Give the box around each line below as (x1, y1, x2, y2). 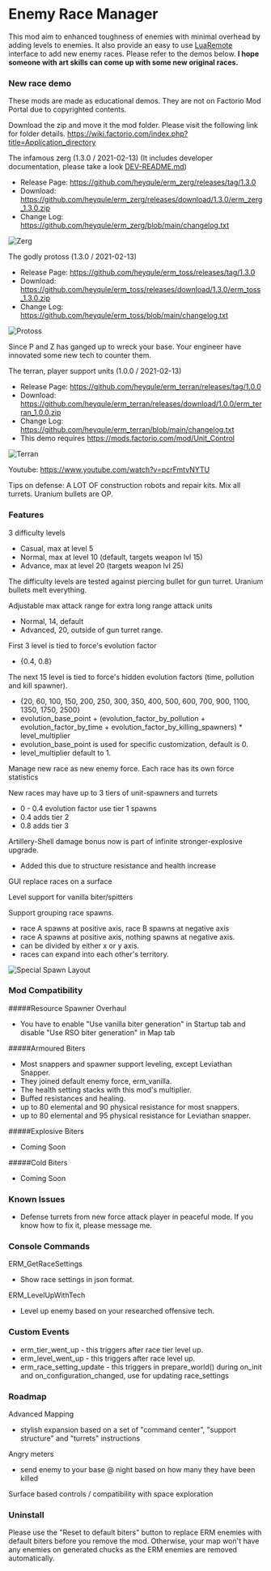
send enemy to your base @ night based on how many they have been (19, 1465, 256, 1475)
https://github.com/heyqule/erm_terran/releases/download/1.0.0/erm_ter (19, 399, 262, 409)
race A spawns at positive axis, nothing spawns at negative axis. (19, 932, 235, 941)
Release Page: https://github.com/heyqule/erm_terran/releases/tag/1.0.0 (19, 382, 261, 392)
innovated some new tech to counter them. (8, 350, 152, 360)
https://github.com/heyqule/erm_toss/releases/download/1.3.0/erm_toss (19, 285, 261, 295)
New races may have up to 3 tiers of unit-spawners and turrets (8, 788, 218, 797)
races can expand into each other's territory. (19, 949, 169, 959)
